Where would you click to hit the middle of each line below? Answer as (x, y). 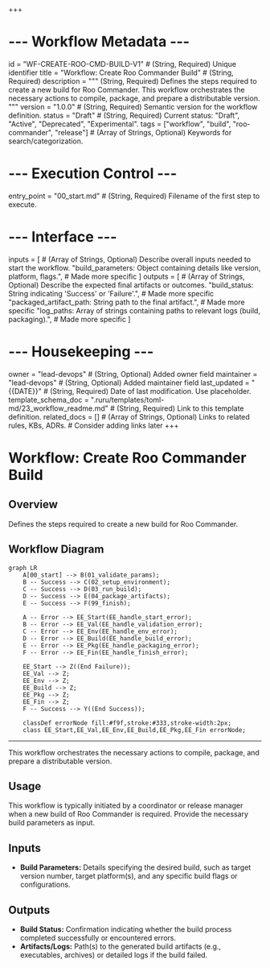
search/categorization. (46, 141)
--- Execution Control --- (93, 174)
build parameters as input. (51, 823)
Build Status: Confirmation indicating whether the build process (126, 929)
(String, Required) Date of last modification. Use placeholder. (150, 391)
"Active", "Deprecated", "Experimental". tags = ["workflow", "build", (120, 124)
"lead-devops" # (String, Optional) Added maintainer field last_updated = (129, 383)
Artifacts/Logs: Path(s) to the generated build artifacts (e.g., (121, 946)
